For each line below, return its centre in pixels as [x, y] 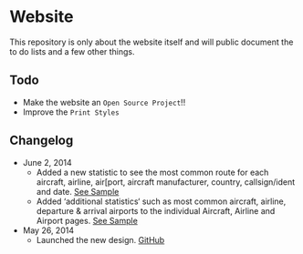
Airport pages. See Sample [87, 220]
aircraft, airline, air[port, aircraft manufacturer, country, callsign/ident [166, 182]
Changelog [42, 141]
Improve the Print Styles [71, 112]
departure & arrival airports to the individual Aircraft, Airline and [156, 210]
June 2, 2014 [47, 162]
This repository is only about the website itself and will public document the [151, 42]
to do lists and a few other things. [72, 51]
